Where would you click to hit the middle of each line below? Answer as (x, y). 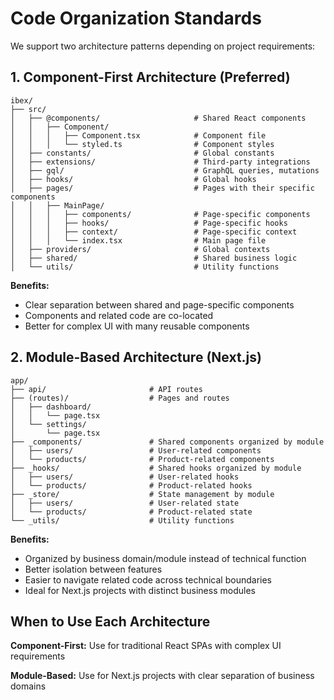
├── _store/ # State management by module (142, 494)
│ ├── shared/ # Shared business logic (154, 258)
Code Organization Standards (136, 18)
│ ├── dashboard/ (51, 407)
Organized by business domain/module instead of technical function (165, 558)
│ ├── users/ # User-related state (125, 503)
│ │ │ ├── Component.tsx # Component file (138, 135)
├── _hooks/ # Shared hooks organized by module (156, 468)
